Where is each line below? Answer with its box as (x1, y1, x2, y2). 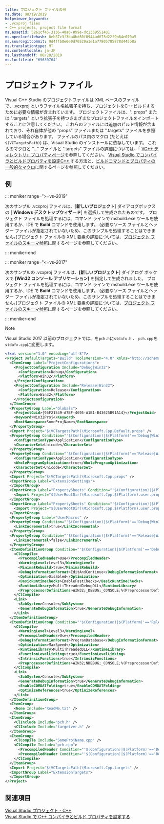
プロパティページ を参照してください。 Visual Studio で (30, 152, 141, 158)
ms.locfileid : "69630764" (5, 57, 58, 62)
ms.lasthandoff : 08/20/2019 (5, 52, 62, 58)
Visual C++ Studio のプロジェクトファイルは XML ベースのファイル (5, 97, 140, 103)
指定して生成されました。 (94, 275, 146, 281)
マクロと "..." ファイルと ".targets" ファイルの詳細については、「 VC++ (13, 146, 153, 152)
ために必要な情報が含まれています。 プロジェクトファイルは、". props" (5, 109, 147, 115)
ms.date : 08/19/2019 (5, 12, 47, 17)
